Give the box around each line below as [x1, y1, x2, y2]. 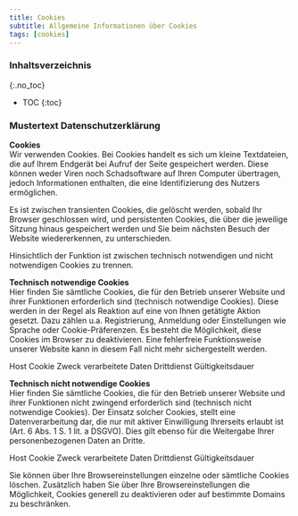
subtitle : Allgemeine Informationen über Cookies [9, 21, 198, 30]
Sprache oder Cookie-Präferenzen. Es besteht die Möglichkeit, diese [9, 324, 261, 335]
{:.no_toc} [9, 80, 46, 90]
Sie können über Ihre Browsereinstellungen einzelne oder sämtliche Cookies [9, 469, 290, 480]
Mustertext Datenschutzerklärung [9, 119, 161, 131]
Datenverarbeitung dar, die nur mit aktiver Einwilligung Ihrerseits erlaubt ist [9, 416, 284, 427]
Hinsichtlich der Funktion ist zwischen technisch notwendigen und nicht [9, 250, 274, 260]
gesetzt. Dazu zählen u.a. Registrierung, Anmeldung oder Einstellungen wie [9, 315, 287, 326]
